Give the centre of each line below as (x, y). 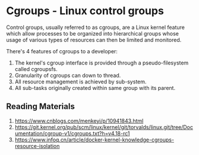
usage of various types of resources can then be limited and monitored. (94, 40)
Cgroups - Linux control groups (85, 11)
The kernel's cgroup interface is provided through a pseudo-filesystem (102, 63)
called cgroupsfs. (36, 69)
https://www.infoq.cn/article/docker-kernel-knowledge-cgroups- (94, 140)
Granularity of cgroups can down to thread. (68, 75)
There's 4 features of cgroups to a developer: (62, 51)
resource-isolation (37, 146)
